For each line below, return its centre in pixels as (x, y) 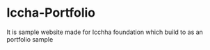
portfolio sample (30, 39)
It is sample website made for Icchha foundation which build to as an (105, 32)
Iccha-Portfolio (51, 13)
